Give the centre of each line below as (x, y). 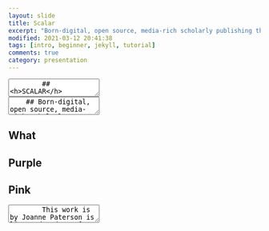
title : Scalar (32, 23)
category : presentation (48, 61)
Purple (25, 163)
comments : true (34, 53)
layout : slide (32, 16)
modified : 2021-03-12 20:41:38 (60, 38)
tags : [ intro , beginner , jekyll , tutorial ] (82, 46)
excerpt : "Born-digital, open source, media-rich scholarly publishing (130, 30)
